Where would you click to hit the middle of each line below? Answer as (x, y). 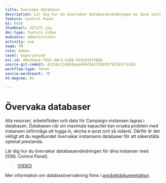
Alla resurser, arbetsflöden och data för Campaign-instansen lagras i (75, 121)
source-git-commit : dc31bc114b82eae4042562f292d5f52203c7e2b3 (70, 64)
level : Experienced (25, 55)
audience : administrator (31, 37)
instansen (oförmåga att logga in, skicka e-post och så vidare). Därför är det (83, 131)
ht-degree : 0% (20, 78)
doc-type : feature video (31, 32)
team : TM (14, 46)
